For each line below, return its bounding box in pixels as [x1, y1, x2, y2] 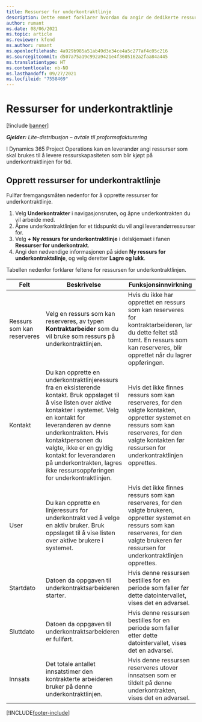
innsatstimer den [46, 667, 93, 676]
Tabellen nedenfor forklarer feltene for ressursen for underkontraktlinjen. [6, 266, 186, 273]
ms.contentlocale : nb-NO [6, 64, 69, 71]
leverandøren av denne [46, 421, 111, 429]
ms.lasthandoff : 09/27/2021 [6, 71, 77, 77]
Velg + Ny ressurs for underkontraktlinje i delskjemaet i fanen [14, 235, 170, 242]
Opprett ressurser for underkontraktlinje [6, 175, 161, 186]
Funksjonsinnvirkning [128, 280, 192, 289]
